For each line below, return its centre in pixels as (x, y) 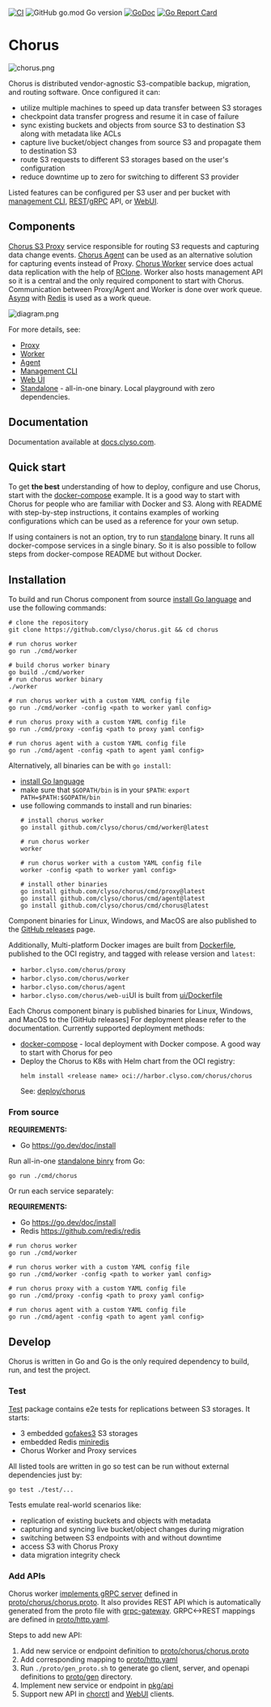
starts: (19, 1417)
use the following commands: (57, 608)
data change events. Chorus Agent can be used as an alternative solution (131, 255)
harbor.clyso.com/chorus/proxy (73, 970)
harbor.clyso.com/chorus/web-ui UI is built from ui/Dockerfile (121, 995)
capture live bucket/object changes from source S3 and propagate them (140, 142)
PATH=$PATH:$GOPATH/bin (60, 798)
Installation (37, 580)
